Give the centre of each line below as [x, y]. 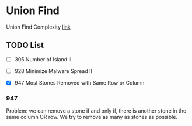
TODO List [25, 45]
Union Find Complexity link [39, 27]
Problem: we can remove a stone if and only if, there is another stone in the [96, 111]
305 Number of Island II [43, 59]
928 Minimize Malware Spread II [53, 71]
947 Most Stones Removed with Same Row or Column [79, 82]
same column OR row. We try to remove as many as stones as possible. [92, 117]
